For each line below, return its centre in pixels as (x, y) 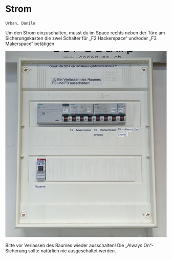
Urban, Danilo (20, 23)
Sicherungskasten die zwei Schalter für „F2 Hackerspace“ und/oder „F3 (81, 38)
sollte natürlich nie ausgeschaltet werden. (72, 251)
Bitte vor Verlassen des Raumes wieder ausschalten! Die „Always (74, 245)
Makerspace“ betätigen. (30, 44)
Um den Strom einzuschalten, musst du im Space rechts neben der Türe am (85, 33)
